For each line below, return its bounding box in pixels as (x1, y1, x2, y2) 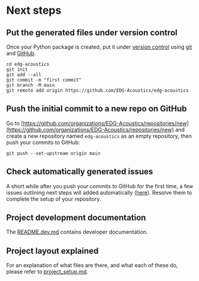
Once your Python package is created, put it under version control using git (6, 43, 192, 50)
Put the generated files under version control (6, 28, 178, 38)
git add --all (6, 72, 42, 78)
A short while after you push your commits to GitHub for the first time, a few (6, 182, 194, 189)
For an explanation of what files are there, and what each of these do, (6, 262, 178, 269)
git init (6, 67, 28, 72)
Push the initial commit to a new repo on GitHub (6, 104, 187, 114)
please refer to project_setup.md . (6, 268, 89, 276)
